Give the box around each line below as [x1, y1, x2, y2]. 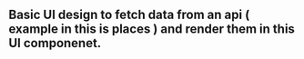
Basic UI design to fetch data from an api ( [8, 7, 250, 23]
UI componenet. [8, 35, 102, 51]
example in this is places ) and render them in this [8, 22, 295, 37]
